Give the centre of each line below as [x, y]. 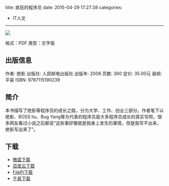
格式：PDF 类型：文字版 [30, 43]
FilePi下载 [23, 172]
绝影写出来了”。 [22, 129]
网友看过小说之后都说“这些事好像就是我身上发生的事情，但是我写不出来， [86, 123]
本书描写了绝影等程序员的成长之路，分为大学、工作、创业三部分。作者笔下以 [84, 110]
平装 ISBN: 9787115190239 [33, 80]
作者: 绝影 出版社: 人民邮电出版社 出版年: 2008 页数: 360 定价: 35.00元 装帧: [84, 73]
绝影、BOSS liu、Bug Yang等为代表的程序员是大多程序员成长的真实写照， [81, 116]
